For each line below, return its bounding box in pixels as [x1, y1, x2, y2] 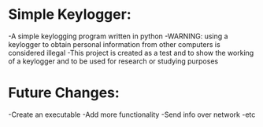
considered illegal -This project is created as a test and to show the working [8, 48, 254, 57]
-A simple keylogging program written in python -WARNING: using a [8, 31, 228, 41]
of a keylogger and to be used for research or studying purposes [8, 56, 219, 66]
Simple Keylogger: [8, 5, 131, 24]
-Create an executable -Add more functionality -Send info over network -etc [8, 110, 256, 119]
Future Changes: [8, 84, 120, 102]
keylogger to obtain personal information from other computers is [8, 39, 220, 49]
